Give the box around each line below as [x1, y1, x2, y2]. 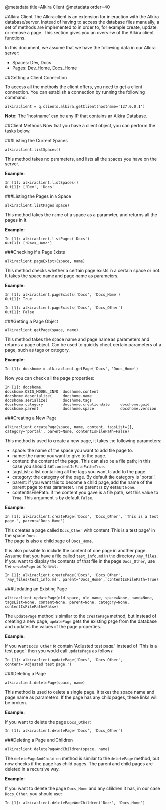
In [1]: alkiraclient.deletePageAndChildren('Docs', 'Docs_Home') [5, 800, 145, 805]
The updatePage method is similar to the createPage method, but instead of [5, 613, 157, 619]
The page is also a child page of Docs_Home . [5, 538, 93, 544]
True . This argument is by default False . [12, 495, 94, 501]
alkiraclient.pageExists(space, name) [5, 259, 85, 264]
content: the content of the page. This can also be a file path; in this [12, 458, 151, 464]
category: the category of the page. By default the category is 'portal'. [12, 474, 156, 480]
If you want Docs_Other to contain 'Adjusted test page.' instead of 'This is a [5, 643, 157, 648]
